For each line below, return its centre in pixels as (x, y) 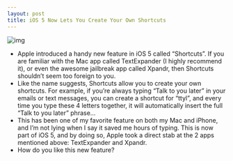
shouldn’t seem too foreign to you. (66, 76)
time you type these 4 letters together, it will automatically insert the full (120, 105)
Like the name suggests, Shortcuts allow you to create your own (109, 83)
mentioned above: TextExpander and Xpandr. (82, 142)
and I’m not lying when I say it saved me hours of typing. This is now (115, 128)
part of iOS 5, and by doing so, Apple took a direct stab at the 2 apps (115, 135)
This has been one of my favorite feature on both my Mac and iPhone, (118, 120)
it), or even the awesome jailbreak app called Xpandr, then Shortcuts (115, 68)
